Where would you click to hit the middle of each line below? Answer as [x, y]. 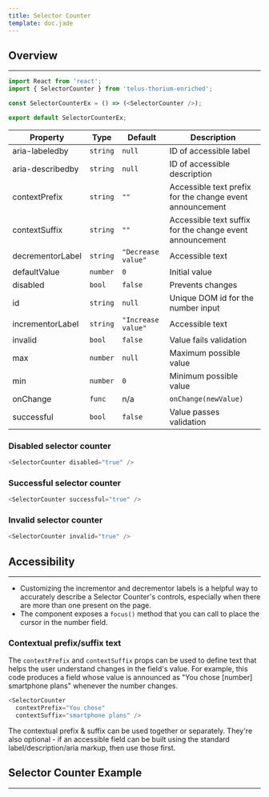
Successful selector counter [65, 483]
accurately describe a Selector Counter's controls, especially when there [140, 597]
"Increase [141, 320]
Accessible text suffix [210, 219]
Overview [33, 56]
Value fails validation [208, 339]
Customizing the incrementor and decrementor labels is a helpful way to [139, 588]
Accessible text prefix [210, 186]
